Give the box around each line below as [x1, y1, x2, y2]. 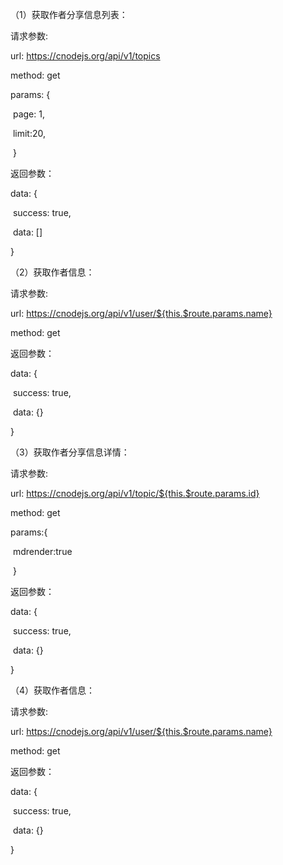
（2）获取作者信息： [10, 266, 95, 278]
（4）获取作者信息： [10, 684, 96, 696]
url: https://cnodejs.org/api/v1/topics [10, 50, 161, 62]
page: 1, [12, 108, 45, 120]
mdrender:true [12, 546, 73, 557]
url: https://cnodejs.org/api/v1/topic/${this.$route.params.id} [10, 488, 260, 499]
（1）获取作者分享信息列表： [10, 9, 128, 20]
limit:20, [12, 128, 47, 139]
